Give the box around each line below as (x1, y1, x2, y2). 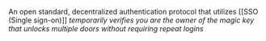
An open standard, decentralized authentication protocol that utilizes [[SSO (8, 7, 259, 16)
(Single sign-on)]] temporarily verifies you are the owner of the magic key (8, 15, 255, 25)
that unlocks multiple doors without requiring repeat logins (8, 24, 204, 33)
